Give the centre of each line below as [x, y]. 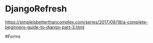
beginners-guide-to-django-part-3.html [45, 27]
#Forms [13, 36]
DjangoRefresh [36, 9]
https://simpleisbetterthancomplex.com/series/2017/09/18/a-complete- [76, 22]
